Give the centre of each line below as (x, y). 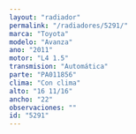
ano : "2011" (31, 50)
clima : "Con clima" (45, 83)
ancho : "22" (31, 99)
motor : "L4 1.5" (39, 58)
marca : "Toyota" (39, 33)
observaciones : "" (43, 108)
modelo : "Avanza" (41, 42)
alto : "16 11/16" (41, 91)
